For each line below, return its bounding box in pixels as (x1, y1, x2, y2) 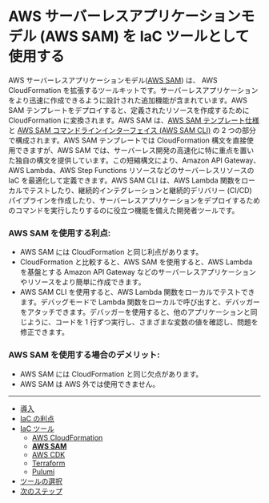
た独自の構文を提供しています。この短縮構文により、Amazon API (8, 155, 223, 165)
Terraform (31, 458, 66, 468)
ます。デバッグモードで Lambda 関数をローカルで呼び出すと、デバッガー (19, 297, 260, 307)
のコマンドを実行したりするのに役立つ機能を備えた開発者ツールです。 (8, 205, 239, 215)
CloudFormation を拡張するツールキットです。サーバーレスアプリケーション (8, 85, 259, 95)
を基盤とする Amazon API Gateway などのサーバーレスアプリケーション (19, 268, 256, 277)
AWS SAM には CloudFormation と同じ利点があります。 (19, 247, 203, 257)
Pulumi (31, 466, 55, 477)
